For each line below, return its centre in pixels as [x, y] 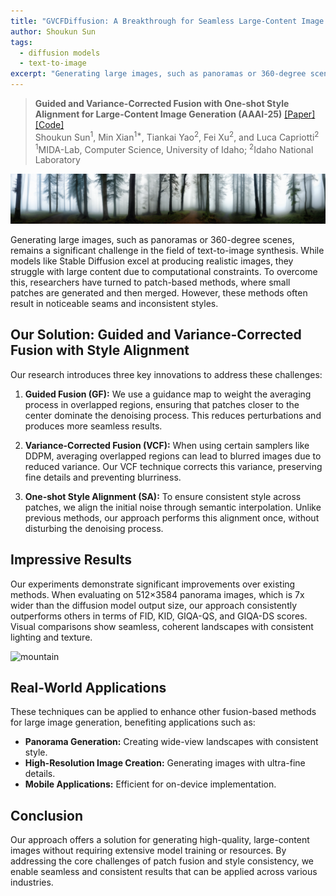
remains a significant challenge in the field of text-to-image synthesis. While [167, 251]
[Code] [49, 124]
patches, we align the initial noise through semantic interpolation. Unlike [173, 507]
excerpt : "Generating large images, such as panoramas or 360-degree [158, 74]
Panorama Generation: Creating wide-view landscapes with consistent [171, 742]
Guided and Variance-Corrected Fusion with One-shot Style [162, 103]
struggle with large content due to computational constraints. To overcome [164, 272]
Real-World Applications [88, 688]
